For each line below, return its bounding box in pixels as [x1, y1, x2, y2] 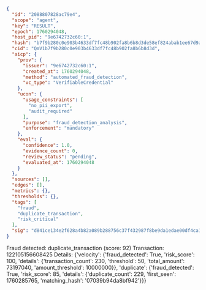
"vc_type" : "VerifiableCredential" [22, 80, 114, 86]
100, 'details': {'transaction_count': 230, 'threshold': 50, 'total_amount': [6, 257, 185, 264]
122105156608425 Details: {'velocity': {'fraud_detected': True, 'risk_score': [6, 251, 195, 258]
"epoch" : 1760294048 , [12, 28, 67, 35]
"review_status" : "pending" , [22, 154, 97, 160]
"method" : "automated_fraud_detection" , [22, 74, 128, 80]
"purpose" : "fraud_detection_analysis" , [22, 119, 128, 125]
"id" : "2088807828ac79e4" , [12, 11, 81, 18]
